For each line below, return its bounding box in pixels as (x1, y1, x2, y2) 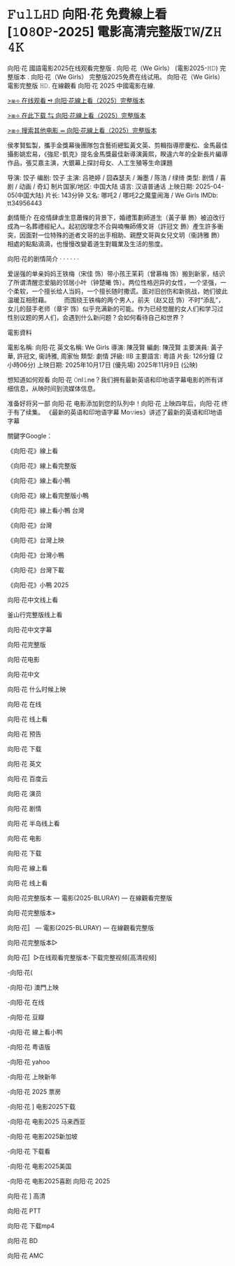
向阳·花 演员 (7, 789, 42, 797)
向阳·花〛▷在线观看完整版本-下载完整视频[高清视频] (7, 953, 157, 962)
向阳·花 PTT (7, 1206, 41, 1215)
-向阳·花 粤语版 (7, 1042, 51, 1051)
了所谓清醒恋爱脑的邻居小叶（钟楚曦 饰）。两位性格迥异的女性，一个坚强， (7, 278, 220, 286)
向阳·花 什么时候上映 (7, 685, 66, 693)
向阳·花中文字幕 (7, 625, 52, 633)
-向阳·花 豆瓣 (7, 1013, 45, 1021)
